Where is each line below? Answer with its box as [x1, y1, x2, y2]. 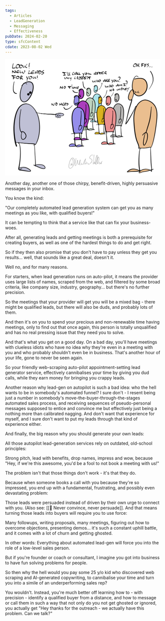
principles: [5, 446, 27, 452]
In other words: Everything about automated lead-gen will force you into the [5, 540, 159, 546]
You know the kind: [5, 195, 44, 201]
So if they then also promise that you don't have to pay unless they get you [5, 249, 157, 255]
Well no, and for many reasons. [5, 264, 68, 270]
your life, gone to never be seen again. [5, 355, 84, 361]
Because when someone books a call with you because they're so [5, 480, 139, 486]
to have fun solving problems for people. [5, 560, 88, 566]
